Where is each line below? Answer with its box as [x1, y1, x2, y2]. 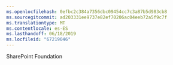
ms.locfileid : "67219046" [6, 36, 71, 42]
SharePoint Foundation [6, 53, 63, 60]
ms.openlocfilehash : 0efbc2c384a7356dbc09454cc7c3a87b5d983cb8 [6, 8, 168, 15]
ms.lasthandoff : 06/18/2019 [6, 31, 77, 37]
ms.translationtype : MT [6, 20, 66, 26]
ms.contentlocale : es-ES [6, 25, 68, 32]
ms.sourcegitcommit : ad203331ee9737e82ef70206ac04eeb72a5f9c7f [6, 14, 168, 20]
